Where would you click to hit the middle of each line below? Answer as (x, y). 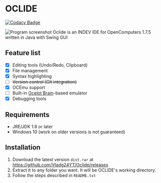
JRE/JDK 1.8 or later (32, 127)
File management (30, 71)
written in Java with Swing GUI (36, 37)
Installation (23, 147)
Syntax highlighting (32, 76)
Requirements (27, 115)
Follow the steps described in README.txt (54, 175)
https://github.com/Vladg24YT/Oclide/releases (60, 165)
